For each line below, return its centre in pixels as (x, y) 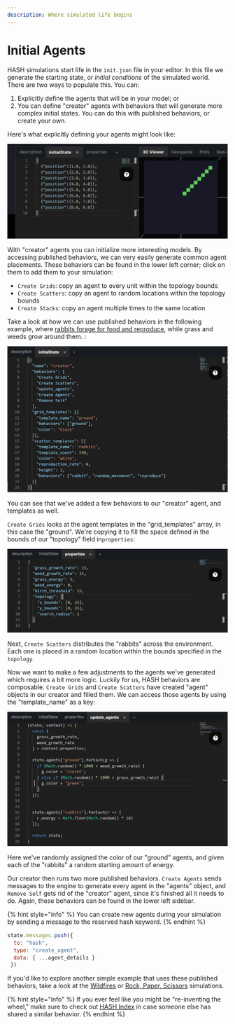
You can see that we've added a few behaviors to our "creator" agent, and (114, 504)
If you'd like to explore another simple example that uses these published (113, 978)
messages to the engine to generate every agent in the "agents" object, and (116, 885)
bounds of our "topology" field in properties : (71, 539)
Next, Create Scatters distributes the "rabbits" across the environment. (110, 644)
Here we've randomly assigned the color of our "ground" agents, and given (116, 857)
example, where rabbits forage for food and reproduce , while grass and (110, 329)
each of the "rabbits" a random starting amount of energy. (91, 864)
